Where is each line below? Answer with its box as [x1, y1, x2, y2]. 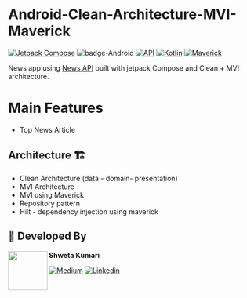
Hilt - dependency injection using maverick [19, 206, 159, 216]
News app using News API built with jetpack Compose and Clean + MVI [8, 63, 240, 72]
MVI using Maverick [19, 190, 85, 199]
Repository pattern [19, 198, 81, 208]
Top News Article [19, 125, 76, 134]
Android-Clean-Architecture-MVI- [8, 5, 237, 24]
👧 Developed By [8, 230, 87, 243]
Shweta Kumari [49, 250, 100, 260]
